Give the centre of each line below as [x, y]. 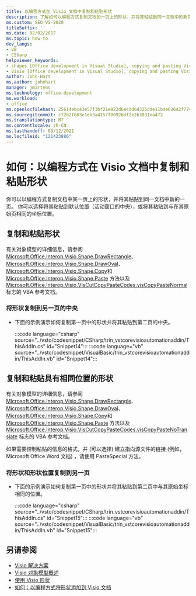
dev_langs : [19, 44]
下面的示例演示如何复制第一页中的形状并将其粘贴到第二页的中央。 [94, 322]
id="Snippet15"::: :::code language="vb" [95, 518]
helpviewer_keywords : [32, 60]
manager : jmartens [28, 88]
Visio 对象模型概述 [36, 573]
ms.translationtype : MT [35, 120]
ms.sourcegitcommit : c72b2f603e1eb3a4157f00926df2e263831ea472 [85, 115]
